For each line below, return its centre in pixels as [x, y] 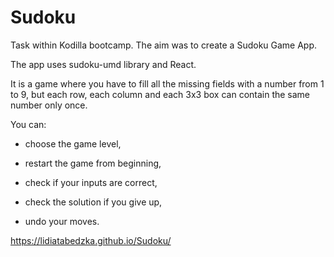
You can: [28, 124]
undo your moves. [62, 221]
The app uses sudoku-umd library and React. [103, 64]
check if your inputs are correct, [91, 182]
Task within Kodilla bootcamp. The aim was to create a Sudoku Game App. [164, 45]
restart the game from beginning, [93, 163]
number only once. [49, 105]
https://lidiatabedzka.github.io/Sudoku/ [91, 240]
